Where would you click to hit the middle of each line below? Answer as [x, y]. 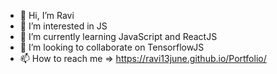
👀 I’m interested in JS [63, 26]
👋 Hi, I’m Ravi [47, 15]
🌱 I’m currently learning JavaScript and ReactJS [118, 36]
